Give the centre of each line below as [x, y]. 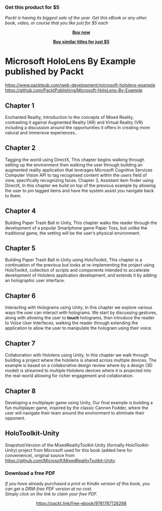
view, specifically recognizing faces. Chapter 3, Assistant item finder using [79, 180]
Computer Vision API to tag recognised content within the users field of [76, 175]
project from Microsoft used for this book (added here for [75, 450]
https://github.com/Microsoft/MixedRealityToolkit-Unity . [60, 461]
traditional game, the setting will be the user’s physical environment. [73, 233]
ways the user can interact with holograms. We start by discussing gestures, [81, 313]
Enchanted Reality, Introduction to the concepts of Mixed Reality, [69, 117]
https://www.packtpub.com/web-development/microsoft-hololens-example [80, 85]
